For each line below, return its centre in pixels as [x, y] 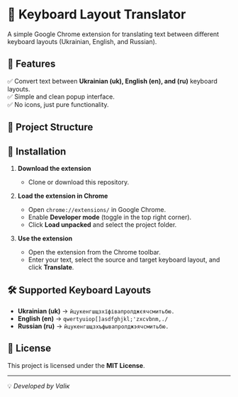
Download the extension [54, 168]
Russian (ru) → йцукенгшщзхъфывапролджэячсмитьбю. [93, 326]
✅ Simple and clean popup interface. [61, 96]
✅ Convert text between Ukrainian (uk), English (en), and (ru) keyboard [113, 81]
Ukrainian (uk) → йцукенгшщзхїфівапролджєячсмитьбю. [96, 311]
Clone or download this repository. [79, 182]
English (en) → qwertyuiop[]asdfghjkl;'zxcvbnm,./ [93, 318]
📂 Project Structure [50, 127]
